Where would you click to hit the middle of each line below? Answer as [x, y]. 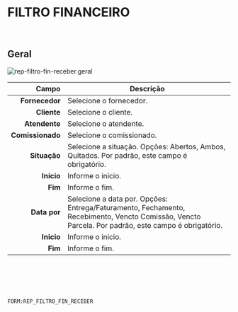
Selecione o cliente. [100, 112]
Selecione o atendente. [106, 123]
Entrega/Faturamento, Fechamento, [126, 207]
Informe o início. [94, 175]
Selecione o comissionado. [112, 135]
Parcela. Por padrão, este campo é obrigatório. [145, 225]
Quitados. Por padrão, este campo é [127, 155]
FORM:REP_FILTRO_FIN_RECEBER [50, 301]
